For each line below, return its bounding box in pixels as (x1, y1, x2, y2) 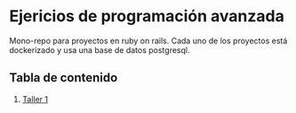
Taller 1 (21, 94, 49, 104)
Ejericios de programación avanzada (9, 6, 284, 26)
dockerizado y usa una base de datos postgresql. (9, 44, 190, 55)
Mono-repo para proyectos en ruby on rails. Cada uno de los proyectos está (9, 35, 288, 46)
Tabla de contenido (9, 71, 118, 86)
